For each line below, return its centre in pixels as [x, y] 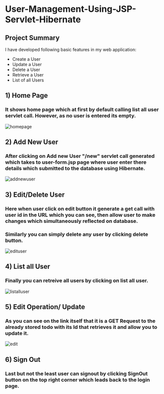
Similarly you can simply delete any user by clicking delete [77, 234]
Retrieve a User [28, 75]
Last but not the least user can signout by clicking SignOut [76, 373]
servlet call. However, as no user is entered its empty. [71, 116]
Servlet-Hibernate [43, 19]
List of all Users [28, 80]
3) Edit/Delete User [35, 195]
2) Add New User [32, 142]
